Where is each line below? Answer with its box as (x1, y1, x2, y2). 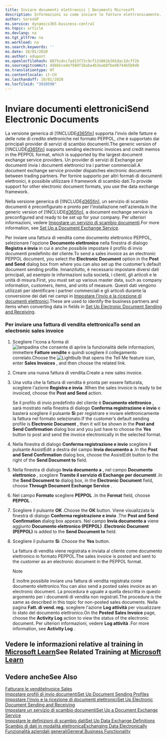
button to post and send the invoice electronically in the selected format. (12, 431, 162, 437)
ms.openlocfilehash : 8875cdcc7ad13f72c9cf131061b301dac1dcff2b (5, 58, 140, 63)
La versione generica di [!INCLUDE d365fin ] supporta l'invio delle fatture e (5, 130, 157, 136)
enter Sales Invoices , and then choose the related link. (12, 360, 126, 366)
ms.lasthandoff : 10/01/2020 (5, 77, 64, 82)
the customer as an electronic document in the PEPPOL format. (12, 558, 143, 564)
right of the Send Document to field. (12, 457, 87, 463)
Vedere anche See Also (5, 673, 78, 681)
